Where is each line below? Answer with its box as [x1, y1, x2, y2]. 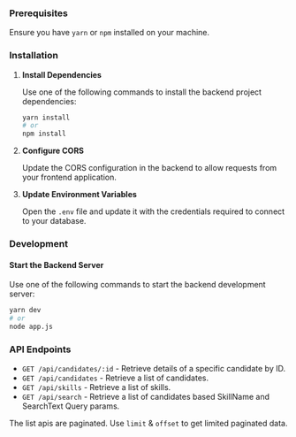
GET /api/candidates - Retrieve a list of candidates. [21, 372, 209, 383]
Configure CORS [21, 145, 85, 157]
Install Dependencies [21, 69, 102, 80]
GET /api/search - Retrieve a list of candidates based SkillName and [21, 392, 269, 402]
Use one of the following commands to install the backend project [21, 87, 262, 97]
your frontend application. [21, 172, 117, 183]
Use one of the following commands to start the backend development [9, 280, 267, 290]
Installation [9, 50, 59, 62]
